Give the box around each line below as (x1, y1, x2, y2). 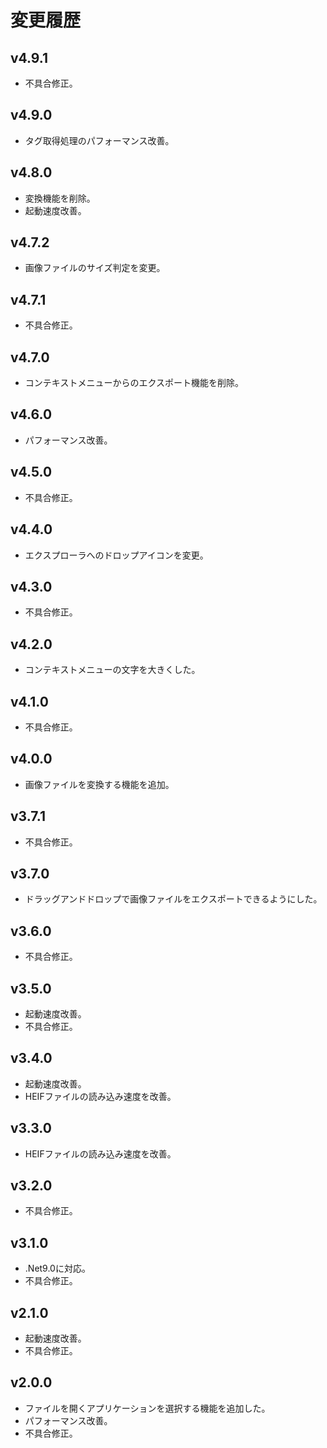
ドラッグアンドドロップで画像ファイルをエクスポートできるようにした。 (24, 893, 323, 905)
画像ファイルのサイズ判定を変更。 (24, 262, 166, 274)
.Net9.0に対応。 (24, 1262, 91, 1275)
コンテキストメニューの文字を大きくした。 (24, 664, 201, 676)
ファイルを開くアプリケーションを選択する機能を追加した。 (24, 1402, 271, 1414)
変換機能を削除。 (24, 192, 96, 204)
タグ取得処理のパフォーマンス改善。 (24, 134, 175, 146)
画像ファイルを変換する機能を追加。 (24, 778, 175, 790)
